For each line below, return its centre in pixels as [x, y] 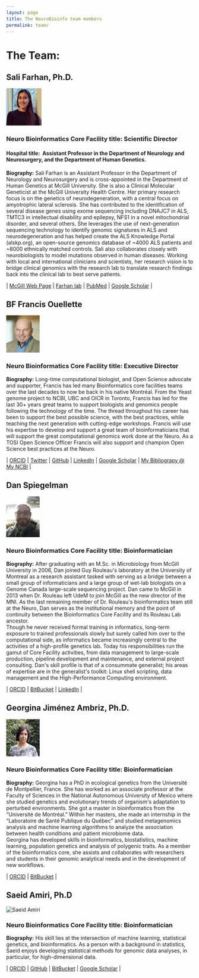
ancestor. [18, 621]
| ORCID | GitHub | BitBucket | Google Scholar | [64, 968]
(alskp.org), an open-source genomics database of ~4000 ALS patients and [99, 242]
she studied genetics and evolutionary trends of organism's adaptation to [96, 802]
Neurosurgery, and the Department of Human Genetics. [76, 159]
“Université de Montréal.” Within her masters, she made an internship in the [98, 814]
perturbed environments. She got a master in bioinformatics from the [91, 808]
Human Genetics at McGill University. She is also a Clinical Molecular [91, 185]
